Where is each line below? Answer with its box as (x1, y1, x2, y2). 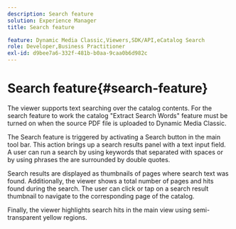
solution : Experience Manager (7, 17, 97, 24)
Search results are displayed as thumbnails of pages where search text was (7, 169, 229, 178)
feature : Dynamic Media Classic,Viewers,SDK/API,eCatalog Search (7, 36, 205, 43)
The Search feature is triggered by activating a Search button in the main (7, 132, 221, 141)
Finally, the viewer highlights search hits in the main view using (7, 206, 192, 214)
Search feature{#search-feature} (7, 80, 208, 97)
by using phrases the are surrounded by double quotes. (7, 155, 171, 164)
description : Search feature (7, 10, 94, 18)
